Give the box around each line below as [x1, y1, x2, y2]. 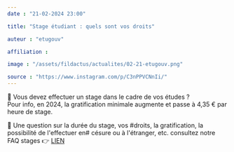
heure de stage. [7, 108, 53, 116]
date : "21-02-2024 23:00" [7, 10, 86, 18]
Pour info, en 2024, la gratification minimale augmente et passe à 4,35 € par [7, 100, 228, 109]
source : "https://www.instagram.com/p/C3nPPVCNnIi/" [7, 74, 168, 81]
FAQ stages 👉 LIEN [7, 137, 65, 144]
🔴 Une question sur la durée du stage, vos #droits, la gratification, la [7, 121, 204, 130]
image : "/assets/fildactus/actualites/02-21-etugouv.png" [7, 61, 184, 68]
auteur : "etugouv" [7, 36, 64, 43]
